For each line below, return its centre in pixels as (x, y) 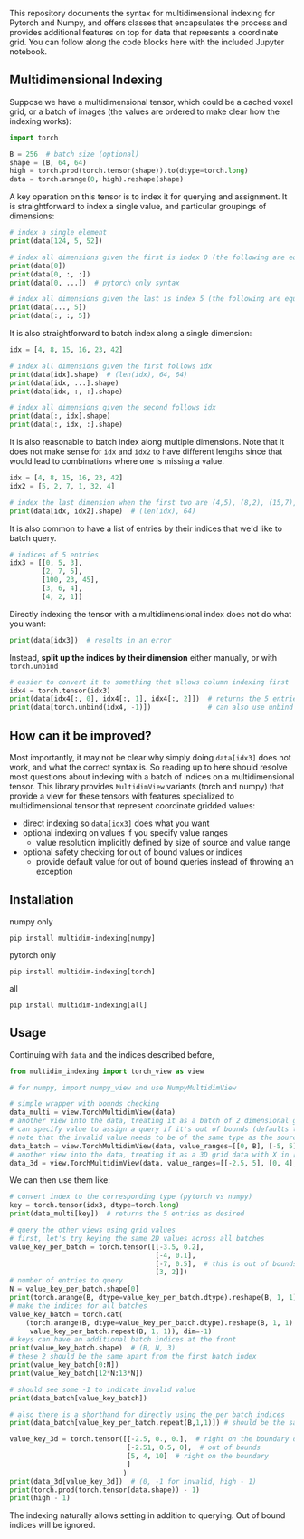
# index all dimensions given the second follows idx (113, 408)
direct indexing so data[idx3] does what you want (116, 823)
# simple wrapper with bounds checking (85, 1104)
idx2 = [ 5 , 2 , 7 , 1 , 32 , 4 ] (62, 486)
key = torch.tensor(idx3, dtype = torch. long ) (95, 1205)
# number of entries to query (66, 1281)
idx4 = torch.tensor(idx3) (60, 691)
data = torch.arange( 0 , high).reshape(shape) (96, 179)
